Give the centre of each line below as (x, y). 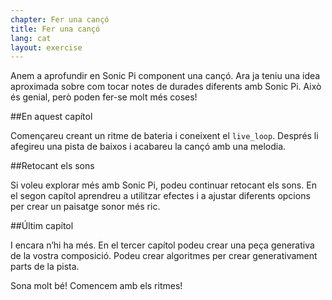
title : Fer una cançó (55, 29)
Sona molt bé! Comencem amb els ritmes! (96, 286)
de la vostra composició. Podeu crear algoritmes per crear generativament (164, 256)
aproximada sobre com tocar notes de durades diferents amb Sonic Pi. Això (166, 87)
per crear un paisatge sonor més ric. (85, 207)
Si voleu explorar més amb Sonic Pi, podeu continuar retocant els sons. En (163, 185)
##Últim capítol (42, 226)
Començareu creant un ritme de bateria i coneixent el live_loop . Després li (164, 136)
